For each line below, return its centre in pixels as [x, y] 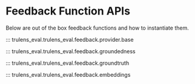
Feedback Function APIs [68, 11]
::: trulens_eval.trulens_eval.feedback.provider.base [70, 39]
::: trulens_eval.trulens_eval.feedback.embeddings [68, 74]
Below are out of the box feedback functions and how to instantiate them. [97, 28]
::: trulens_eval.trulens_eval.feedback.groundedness [71, 51]
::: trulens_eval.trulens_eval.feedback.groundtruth [68, 63]
